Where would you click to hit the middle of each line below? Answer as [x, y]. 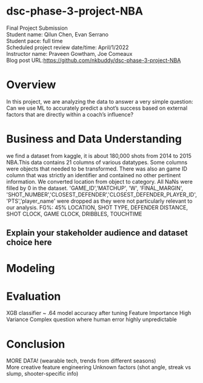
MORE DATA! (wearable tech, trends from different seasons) [81, 361]
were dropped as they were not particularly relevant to [125, 201]
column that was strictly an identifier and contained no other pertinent [94, 175]
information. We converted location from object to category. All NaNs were [99, 181]
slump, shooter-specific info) [42, 374]
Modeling [31, 269]
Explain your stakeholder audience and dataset [97, 233]
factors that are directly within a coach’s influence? [70, 114]
